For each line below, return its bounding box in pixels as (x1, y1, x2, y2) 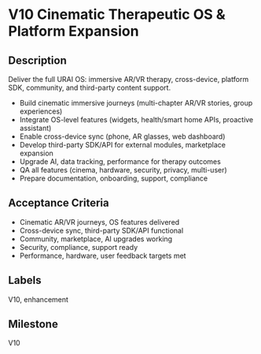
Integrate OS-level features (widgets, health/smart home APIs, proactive (19, 115, 254, 124)
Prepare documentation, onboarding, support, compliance (19, 173, 208, 183)
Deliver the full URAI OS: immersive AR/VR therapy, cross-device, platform (8, 75, 249, 84)
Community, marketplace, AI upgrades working (19, 234, 173, 244)
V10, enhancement (8, 294, 69, 304)
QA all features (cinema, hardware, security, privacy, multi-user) (19, 166, 228, 174)
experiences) (19, 106, 63, 116)
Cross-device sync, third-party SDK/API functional (19, 225, 184, 235)
